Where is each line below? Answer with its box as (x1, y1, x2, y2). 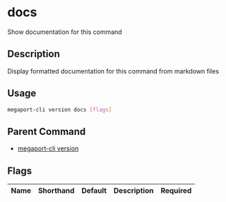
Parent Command (7, 125, 86, 138)
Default (81, 186, 107, 196)
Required (160, 186, 192, 196)
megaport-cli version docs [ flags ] (7, 106, 112, 113)
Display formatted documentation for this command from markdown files (7, 66, 220, 75)
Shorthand (37, 186, 75, 196)
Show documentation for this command (7, 28, 122, 36)
